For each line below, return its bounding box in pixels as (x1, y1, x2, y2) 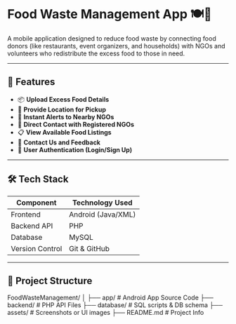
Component (16, 198, 57, 208)
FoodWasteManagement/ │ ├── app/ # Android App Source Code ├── (7, 293, 214, 302)
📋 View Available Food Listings (17, 128, 112, 136)
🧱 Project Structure (7, 275, 93, 287)
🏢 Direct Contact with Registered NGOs (17, 120, 135, 128)
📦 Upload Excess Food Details (17, 95, 110, 103)
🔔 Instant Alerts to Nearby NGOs (17, 112, 114, 121)
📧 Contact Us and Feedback (17, 138, 100, 147)
